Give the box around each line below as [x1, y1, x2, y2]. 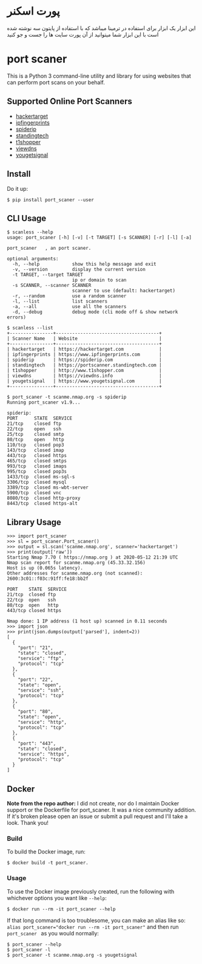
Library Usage [7, 517, 61, 527]
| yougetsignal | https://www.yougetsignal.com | [7, 378, 163, 384]
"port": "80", [18, 709, 53, 715]
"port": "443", [18, 740, 56, 747]
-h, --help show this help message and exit [12, 261, 157, 267]
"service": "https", [18, 751, 70, 757]
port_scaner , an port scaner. [7, 245, 92, 252]
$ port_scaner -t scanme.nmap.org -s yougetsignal [7, 952, 138, 958]
